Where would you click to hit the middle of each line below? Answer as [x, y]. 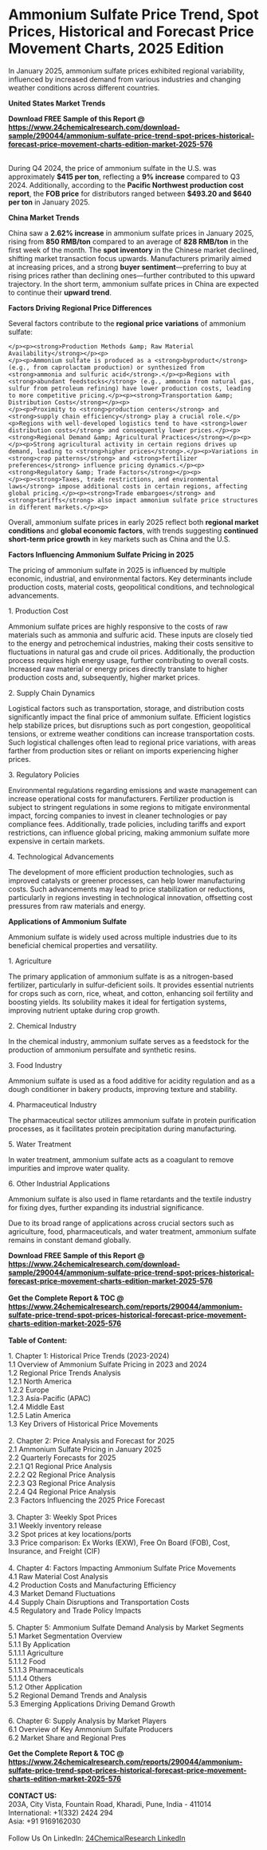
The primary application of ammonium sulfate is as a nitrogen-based [121, 976]
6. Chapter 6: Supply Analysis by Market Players [88, 1721]
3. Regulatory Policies [44, 774]
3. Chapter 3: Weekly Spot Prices [63, 1517]
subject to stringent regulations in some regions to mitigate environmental [130, 807]
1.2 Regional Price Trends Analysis [65, 1372]
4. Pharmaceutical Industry [53, 1105]
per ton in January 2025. [49, 202]
